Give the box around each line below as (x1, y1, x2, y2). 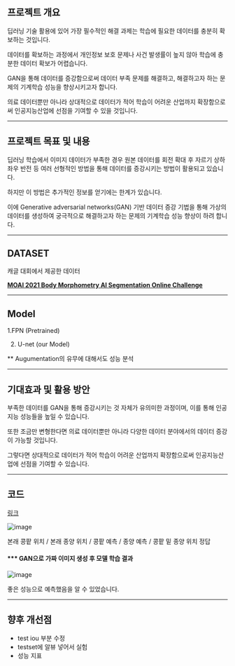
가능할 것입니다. (14, 436, 58, 444)
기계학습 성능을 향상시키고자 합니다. (20, 83, 117, 91)
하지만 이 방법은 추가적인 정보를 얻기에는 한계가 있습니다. (7, 188, 162, 196)
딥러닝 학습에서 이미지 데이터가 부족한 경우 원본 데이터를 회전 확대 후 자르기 (7, 155, 213, 163)
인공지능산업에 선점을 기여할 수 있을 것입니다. (14, 106, 138, 114)
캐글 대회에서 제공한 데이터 (7, 267, 80, 276)
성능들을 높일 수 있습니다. (20, 412, 90, 421)
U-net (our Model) (17, 340, 70, 348)
